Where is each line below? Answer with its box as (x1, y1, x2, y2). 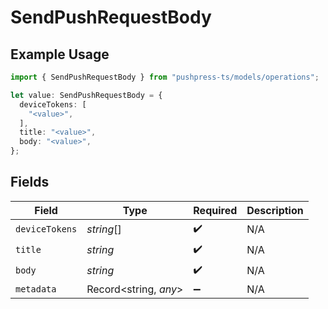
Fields (10, 174, 50, 191)
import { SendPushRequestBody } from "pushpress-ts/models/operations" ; (10, 72, 320, 82)
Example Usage (10, 46, 110, 63)
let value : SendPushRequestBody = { (10, 90, 163, 100)
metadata (15, 283, 57, 295)
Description (246, 203, 304, 217)
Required (193, 203, 238, 217)
